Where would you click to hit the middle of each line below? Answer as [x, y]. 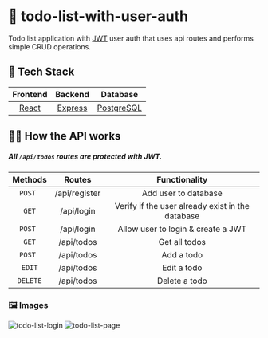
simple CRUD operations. [50, 46]
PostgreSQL [119, 108]
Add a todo [182, 255]
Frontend [30, 94]
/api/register [78, 193]
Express [72, 108]
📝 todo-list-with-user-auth [99, 16]
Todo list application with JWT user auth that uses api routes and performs [131, 38]
